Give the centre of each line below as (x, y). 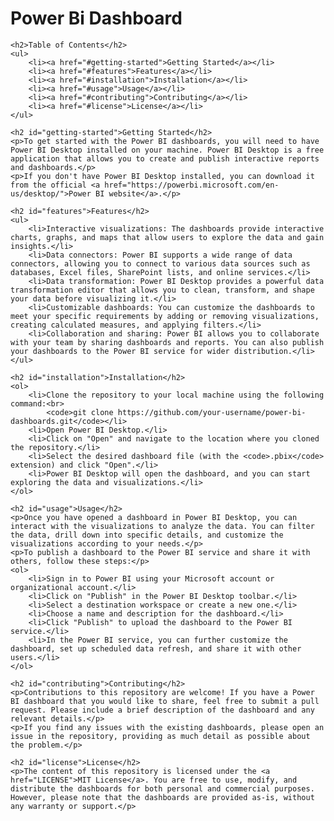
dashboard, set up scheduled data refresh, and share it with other (156, 648)
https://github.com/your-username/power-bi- (212, 412)
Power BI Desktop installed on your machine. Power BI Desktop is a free (167, 150)
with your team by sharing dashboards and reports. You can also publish (167, 342)
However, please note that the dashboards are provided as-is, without (162, 797)
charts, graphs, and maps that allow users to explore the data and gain (167, 237)
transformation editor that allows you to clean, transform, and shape (162, 290)
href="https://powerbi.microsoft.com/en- (192, 185)
